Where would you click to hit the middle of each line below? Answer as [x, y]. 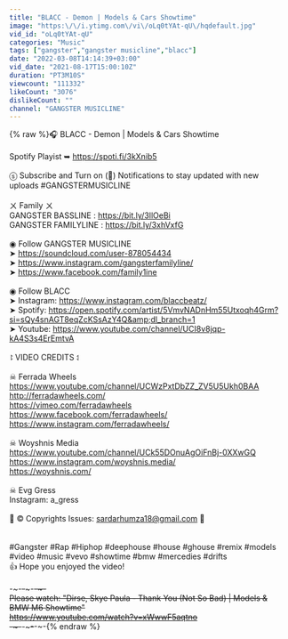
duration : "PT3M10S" [48, 76]
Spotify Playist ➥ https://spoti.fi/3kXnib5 [83, 157]
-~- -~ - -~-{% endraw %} [55, 627]
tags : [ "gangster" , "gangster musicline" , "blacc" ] [103, 51]
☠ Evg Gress [32, 490]
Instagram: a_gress [44, 500]
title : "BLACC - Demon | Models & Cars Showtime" [103, 17]
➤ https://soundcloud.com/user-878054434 [90, 254]
